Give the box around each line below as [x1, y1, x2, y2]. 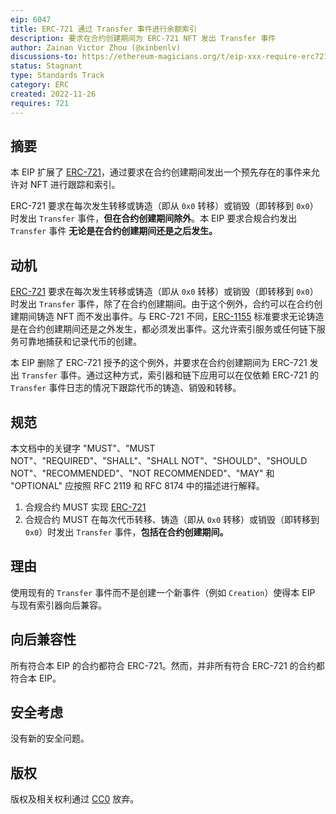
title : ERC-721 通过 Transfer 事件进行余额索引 [10, 24, 197, 34]
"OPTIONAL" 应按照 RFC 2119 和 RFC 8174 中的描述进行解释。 [10, 479, 265, 491]
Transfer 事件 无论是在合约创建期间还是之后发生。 [10, 225, 218, 237]
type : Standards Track [10, 71, 105, 81]
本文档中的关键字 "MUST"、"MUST [10, 442, 156, 454]
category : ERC [10, 80, 70, 90]
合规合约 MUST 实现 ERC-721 [24, 501, 147, 513]
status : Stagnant [10, 61, 83, 71]
